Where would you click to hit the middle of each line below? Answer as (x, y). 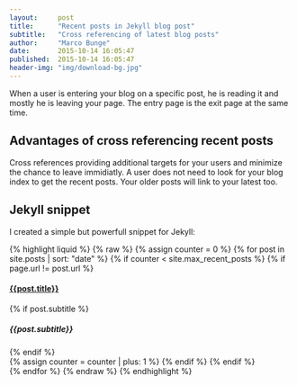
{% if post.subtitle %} (49, 309)
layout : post (42, 18)
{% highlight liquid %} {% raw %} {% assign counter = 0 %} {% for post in (147, 249)
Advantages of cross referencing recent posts (142, 141)
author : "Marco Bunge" (60, 43)
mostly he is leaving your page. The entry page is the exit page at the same (149, 103)
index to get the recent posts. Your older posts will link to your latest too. (144, 182)
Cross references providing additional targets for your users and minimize (146, 162)
